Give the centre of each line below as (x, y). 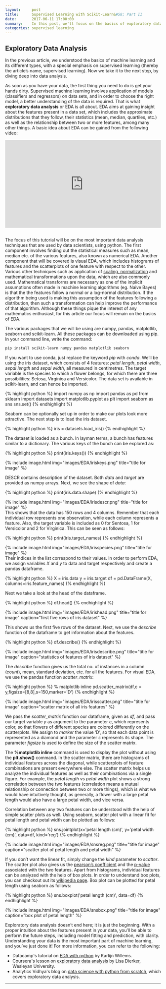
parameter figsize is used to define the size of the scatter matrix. (71, 743)
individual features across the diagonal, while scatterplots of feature (74, 763)
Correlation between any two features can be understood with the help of (80, 810)
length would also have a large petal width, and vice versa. (65, 800)
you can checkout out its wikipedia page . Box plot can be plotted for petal (80, 880)
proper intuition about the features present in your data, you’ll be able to (78, 931)
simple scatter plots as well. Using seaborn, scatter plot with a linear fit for (81, 815)
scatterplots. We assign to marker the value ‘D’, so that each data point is (80, 732)
